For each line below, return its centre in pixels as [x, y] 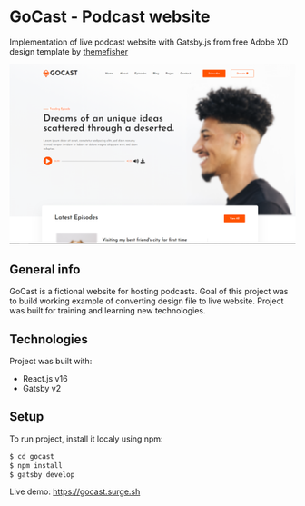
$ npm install [36, 465]
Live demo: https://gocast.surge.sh [75, 491]
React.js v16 [45, 379]
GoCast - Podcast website [110, 17]
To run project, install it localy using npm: [86, 439]
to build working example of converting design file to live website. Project [147, 301]
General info [45, 269]
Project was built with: [51, 362]
